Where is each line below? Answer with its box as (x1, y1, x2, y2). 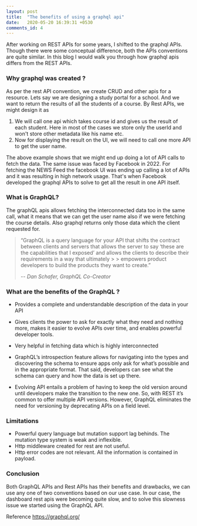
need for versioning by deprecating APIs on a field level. (14, 402, 151, 409)
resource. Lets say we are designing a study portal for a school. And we (6, 94, 180, 101)
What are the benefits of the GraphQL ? (6, 288, 120, 296)
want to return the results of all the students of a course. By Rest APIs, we (6, 100, 185, 107)
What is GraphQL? (6, 193, 59, 201)
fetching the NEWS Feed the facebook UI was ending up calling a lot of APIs (6, 166, 191, 173)
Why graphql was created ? (6, 74, 86, 83)
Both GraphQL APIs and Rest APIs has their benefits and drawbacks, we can (6, 483, 191, 490)
